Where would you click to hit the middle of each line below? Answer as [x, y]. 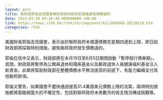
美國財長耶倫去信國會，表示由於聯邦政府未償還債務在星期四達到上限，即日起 [81, 42]
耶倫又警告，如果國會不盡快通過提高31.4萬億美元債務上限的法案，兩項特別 [79, 86]
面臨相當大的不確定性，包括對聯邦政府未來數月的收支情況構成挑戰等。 [88, 93]
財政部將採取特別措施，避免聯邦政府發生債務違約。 [56, 48]
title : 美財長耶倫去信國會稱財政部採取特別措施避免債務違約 [58, 14]
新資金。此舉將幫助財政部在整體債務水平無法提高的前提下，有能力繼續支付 [79, 70]
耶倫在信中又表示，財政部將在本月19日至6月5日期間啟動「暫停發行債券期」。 [81, 58]
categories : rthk [23, 28]
